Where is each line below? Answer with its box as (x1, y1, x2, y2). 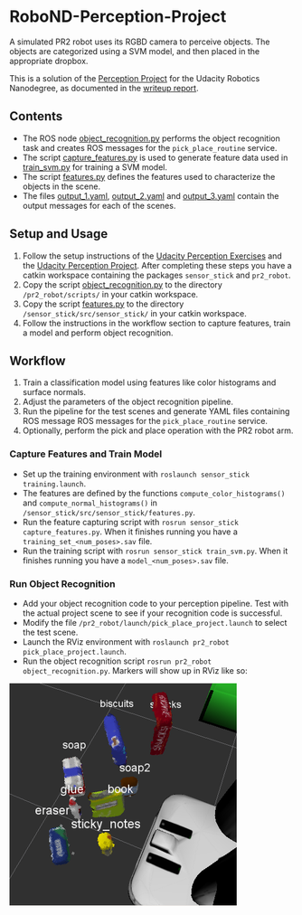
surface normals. (22, 387, 86, 398)
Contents (9, 108, 63, 124)
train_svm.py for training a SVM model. (22, 161, 167, 173)
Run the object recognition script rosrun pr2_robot (22, 656, 212, 666)
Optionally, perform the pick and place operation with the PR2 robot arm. (22, 425, 294, 436)
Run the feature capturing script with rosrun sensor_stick (22, 516, 240, 527)
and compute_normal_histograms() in (22, 497, 158, 508)
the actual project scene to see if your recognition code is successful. (22, 608, 283, 618)
